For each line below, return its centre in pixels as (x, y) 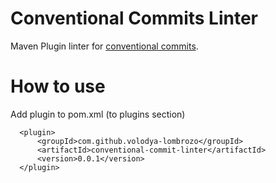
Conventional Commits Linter (134, 18)
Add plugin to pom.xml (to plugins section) (98, 114)
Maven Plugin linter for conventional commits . (104, 46)
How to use (58, 86)
